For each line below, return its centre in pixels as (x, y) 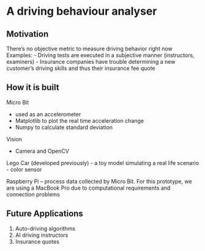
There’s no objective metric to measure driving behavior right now (89, 48)
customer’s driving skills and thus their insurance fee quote (81, 68)
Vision (14, 139)
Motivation (28, 34)
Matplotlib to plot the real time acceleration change (80, 120)
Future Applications (45, 214)
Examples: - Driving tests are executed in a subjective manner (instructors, (100, 55)
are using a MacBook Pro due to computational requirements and (88, 188)
